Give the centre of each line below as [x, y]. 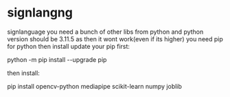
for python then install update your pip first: [69, 46]
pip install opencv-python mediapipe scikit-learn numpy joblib [94, 86]
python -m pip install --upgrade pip [57, 59]
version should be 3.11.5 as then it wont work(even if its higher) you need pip [115, 39]
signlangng [40, 13]
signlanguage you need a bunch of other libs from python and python [105, 32]
